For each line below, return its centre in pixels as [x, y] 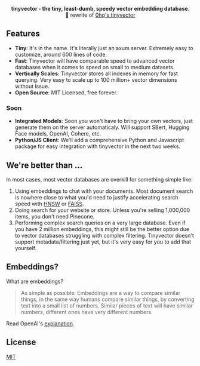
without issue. [32, 86]
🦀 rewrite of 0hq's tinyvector [100, 15]
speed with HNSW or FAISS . [49, 204]
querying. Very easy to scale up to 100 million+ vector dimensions [96, 79]
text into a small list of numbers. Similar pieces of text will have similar [107, 305]
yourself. [26, 248]
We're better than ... [44, 165]
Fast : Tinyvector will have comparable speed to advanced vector [95, 61]
